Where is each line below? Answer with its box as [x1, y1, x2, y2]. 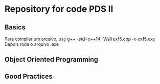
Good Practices [4, 72, 53, 81]
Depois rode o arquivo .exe [4, 41, 59, 47]
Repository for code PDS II [4, 3, 114, 15]
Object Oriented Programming [4, 56, 98, 64]
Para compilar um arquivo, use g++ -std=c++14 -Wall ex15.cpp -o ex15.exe [4, 36, 155, 42]
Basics [4, 23, 25, 31]
